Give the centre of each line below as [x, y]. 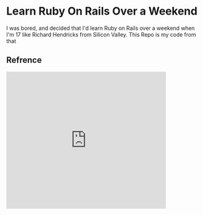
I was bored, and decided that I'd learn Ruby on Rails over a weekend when [101, 28]
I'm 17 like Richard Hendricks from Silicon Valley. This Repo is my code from [101, 34]
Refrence [24, 60]
